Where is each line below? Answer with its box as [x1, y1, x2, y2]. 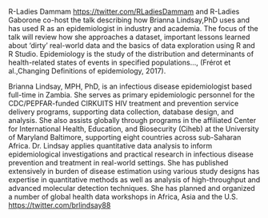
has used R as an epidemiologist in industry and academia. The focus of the [8, 24, 258, 33]
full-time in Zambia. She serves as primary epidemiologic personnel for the [8, 90, 255, 99]
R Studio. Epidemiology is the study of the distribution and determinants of [8, 50, 254, 58]
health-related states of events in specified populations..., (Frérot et [8, 57, 231, 67]
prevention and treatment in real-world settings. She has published [8, 158, 229, 167]
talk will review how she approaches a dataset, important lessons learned [8, 32, 250, 42]
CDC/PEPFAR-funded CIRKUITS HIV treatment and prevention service [8, 99, 239, 108]
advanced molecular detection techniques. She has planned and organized [8, 184, 256, 192]
